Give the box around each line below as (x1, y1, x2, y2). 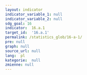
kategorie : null (5, 58, 41, 63)
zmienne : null (5, 62, 34, 67)
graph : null (5, 44, 29, 49)
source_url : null (5, 48, 41, 53)
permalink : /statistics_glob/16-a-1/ (5, 35, 83, 40)
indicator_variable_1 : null (5, 12, 63, 17)
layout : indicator (5, 7, 43, 12)
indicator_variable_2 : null (5, 16, 63, 21)
